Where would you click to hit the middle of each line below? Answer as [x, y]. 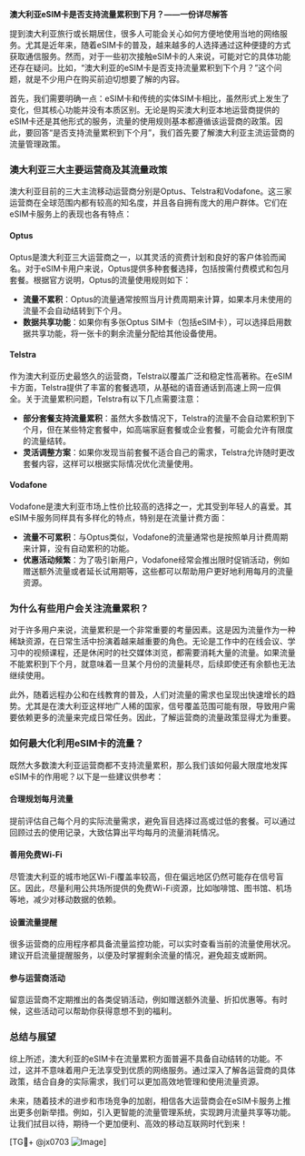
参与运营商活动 [37, 978]
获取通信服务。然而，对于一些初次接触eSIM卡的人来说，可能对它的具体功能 [150, 56]
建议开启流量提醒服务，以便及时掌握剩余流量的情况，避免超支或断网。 [141, 956]
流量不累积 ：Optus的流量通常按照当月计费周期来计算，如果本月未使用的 [157, 299]
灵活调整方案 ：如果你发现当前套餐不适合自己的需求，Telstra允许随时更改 [158, 452]
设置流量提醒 [33, 922]
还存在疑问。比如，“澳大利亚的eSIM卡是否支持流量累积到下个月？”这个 [142, 68]
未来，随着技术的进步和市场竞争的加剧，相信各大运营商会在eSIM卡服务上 [146, 1100]
